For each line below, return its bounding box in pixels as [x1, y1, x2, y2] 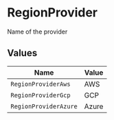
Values [7, 47, 38, 59]
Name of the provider [7, 27, 68, 36]
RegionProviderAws [10, 80, 71, 88]
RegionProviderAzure [10, 102, 78, 110]
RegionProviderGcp [10, 91, 71, 99]
